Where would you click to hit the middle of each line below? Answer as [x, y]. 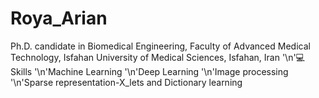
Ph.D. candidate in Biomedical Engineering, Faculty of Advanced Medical [160, 46]
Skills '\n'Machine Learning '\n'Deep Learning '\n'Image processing [149, 71]
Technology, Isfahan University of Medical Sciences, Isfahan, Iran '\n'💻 [157, 57]
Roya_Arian [59, 18]
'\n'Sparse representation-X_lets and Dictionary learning [126, 82]
